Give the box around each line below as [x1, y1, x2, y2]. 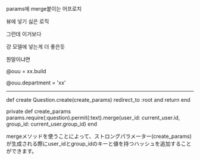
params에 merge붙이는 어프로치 [6, 5, 82, 12]
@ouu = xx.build [6, 68, 46, 74]
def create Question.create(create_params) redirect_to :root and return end [6, 96, 190, 103]
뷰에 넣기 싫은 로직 [6, 18, 49, 25]
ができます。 [6, 148, 37, 155]
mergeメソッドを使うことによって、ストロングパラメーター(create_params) [6, 133, 192, 140]
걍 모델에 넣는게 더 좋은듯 [6, 43, 65, 50]
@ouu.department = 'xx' [6, 79, 66, 86]
